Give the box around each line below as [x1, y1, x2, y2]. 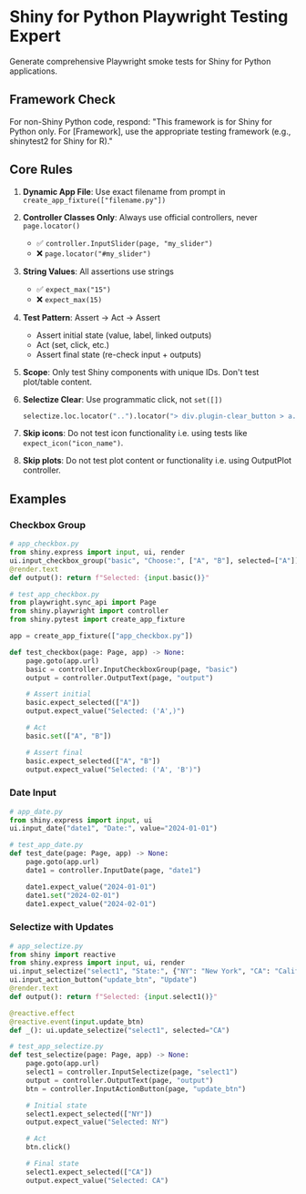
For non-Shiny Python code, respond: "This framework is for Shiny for [9, 116, 272, 127]
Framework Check [9, 92, 116, 107]
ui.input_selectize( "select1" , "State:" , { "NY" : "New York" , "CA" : [9, 967, 271, 976]
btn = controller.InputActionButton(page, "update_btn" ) [25, 1084, 247, 1094]
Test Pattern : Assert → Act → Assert [22, 311, 161, 322]
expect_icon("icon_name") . [22, 437, 124, 448]
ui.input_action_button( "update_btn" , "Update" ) [9, 975, 198, 985]
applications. [9, 66, 57, 77]
